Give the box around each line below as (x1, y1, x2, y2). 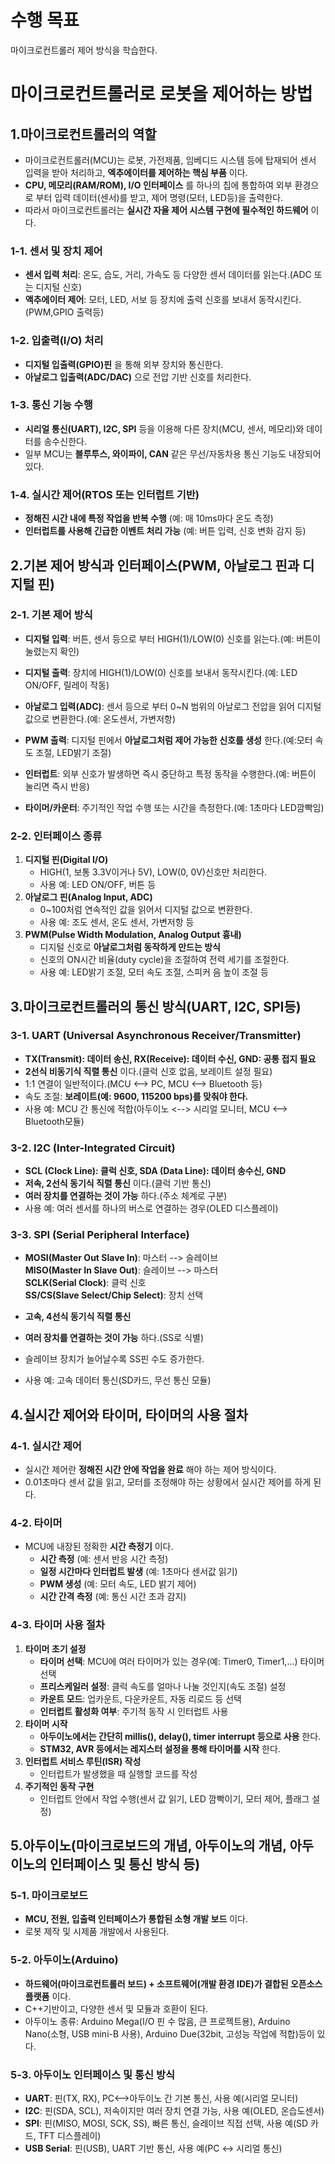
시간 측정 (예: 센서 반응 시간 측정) (39, 1553, 169, 1565)
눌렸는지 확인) (24, 645, 80, 657)
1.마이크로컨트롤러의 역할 (10, 126, 157, 143)
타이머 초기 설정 (24, 1642, 87, 1655)
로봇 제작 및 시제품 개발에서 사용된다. (24, 1926, 170, 1938)
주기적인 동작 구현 (24, 1780, 95, 1792)
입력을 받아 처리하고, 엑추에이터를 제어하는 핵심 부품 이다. (24, 166, 248, 178)
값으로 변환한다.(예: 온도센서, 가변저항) (24, 712, 177, 725)
